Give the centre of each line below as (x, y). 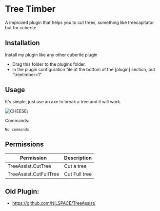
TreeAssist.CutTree (29, 166)
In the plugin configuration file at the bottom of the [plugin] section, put (83, 69)
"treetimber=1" (27, 75)
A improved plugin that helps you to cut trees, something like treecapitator (80, 22)
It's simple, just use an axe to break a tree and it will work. (63, 101)
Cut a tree (75, 166)
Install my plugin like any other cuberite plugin (51, 55)
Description (78, 158)
